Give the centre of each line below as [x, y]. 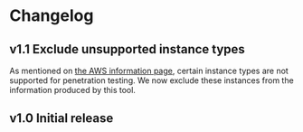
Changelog [52, 16]
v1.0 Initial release [62, 118]
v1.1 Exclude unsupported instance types [128, 49]
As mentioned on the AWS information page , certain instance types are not [149, 71]
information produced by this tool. [72, 90]
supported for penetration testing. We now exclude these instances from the [151, 80]
